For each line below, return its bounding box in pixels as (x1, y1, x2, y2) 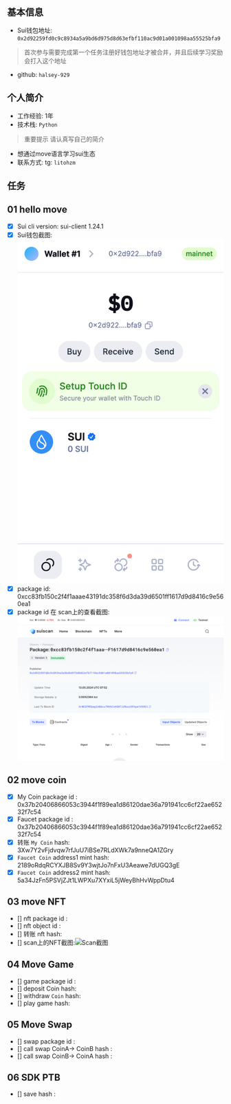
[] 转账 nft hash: (16, 929, 63, 938)
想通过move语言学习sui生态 (16, 149, 96, 158)
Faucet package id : (16, 814, 74, 823)
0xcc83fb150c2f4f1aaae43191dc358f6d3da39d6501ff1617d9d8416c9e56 (16, 592, 224, 600)
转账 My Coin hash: (16, 838, 70, 846)
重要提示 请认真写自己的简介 (23, 135, 104, 143)
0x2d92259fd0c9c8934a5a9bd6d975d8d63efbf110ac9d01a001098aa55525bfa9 (16, 35, 221, 42)
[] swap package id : (16, 1037, 76, 1046)
